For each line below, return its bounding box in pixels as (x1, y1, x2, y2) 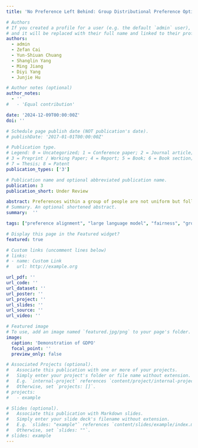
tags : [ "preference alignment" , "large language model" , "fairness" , (6, 220, 181, 226)
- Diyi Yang (11, 69, 41, 74)
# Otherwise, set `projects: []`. (6, 384, 96, 389)
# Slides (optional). (6, 405, 60, 411)
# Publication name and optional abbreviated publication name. (6, 177, 167, 183)
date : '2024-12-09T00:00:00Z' (6, 112, 81, 118)
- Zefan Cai (11, 47, 41, 53)
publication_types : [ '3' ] (6, 166, 70, 172)
